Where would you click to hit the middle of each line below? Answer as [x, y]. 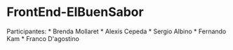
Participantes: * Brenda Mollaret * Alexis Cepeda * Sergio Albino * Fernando [116, 31]
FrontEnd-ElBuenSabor [75, 12]
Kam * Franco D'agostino [43, 38]
